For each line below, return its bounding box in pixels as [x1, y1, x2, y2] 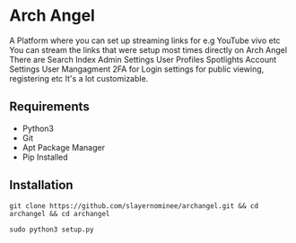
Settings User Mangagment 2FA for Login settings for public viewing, [9, 64, 265, 74]
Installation [9, 178, 74, 193]
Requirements [9, 100, 90, 115]
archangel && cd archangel [9, 209, 110, 218]
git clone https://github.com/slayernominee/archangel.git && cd [9, 201, 258, 211]
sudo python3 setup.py [9, 225, 94, 234]
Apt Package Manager [22, 142, 106, 152]
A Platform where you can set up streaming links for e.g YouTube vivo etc [9, 35, 281, 46]
